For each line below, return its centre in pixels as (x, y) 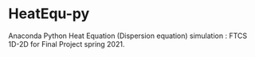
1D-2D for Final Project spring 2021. (67, 44)
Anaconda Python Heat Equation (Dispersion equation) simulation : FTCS (128, 36)
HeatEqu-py (49, 14)
